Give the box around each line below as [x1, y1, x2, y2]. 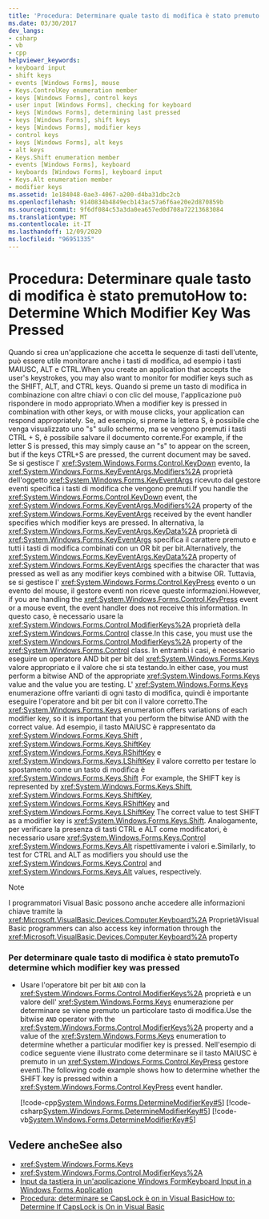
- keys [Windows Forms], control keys [8, 94, 138, 102]
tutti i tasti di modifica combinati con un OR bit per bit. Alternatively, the [8, 543, 242, 553]
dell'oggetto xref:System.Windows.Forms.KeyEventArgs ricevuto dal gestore [8, 474, 261, 485]
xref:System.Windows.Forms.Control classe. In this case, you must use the [8, 628, 253, 638]
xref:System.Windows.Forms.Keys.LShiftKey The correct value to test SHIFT [8, 807, 260, 817]
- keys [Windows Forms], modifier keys [8, 123, 142, 131]
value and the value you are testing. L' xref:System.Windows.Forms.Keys [8, 679, 248, 689]
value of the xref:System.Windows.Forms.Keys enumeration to [19, 1031, 227, 1041]
